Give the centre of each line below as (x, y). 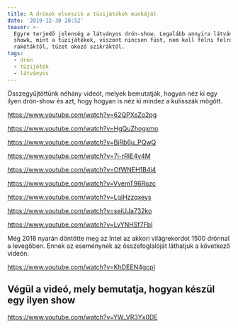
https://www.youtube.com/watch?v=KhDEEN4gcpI (81, 267)
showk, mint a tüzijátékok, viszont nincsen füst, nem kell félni (114, 40)
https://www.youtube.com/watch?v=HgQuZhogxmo (83, 128)
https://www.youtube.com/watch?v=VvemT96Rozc (81, 183)
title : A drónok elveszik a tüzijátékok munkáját (82, 14)
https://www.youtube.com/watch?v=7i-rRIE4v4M (79, 156)
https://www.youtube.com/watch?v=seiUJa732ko (80, 210)
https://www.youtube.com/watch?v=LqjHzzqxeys (79, 197)
